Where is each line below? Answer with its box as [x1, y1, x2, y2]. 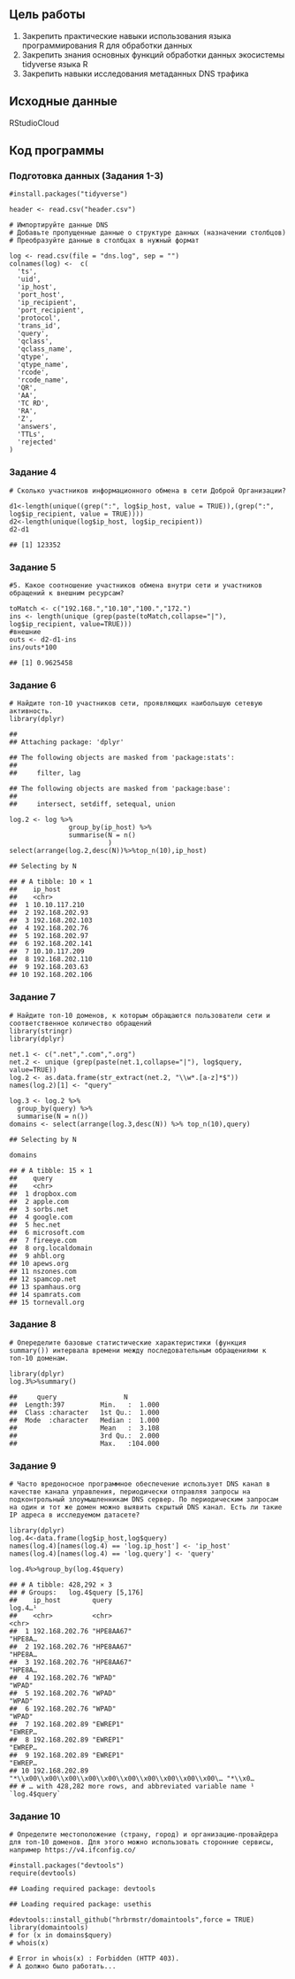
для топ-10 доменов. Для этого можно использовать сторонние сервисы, [9, 1838, 275, 1847]
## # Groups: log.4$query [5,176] [9, 1588, 144, 1597]
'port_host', [17, 291, 65, 299]
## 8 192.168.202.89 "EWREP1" [9, 1735, 125, 1744]
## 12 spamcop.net [9, 1275, 77, 1284]
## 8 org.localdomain [9, 1244, 93, 1253]
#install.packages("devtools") [9, 1861, 125, 1870]
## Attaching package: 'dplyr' [9, 738, 125, 747]
